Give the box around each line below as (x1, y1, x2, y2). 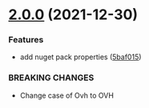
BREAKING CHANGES (8, 72, 95, 83)
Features (8, 34, 44, 46)
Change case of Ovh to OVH (19, 90, 115, 100)
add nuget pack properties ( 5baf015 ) (19, 52, 142, 62)
